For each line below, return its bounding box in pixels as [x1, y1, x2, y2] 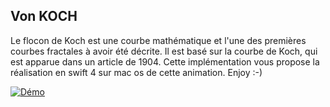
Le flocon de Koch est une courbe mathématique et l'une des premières [10, 34, 307, 46]
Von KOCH [10, 8, 78, 25]
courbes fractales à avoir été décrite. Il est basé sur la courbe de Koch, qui [10, 45, 318, 57]
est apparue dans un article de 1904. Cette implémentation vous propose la [10, 55, 320, 68]
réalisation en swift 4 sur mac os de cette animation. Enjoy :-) [10, 66, 263, 78]
